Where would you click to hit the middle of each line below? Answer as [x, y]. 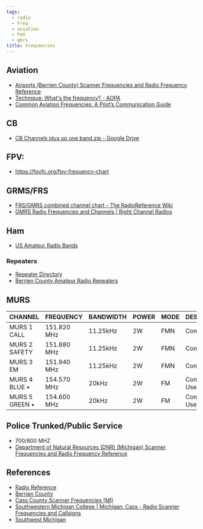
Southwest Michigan [40, 519]
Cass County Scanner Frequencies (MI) [64, 500]
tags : [13, 12]
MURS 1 [21, 327]
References [28, 473]
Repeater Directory [39, 274]
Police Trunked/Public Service [64, 426]
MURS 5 [21, 397]
